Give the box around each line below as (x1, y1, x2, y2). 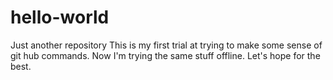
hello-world (10, 6, 110, 29)
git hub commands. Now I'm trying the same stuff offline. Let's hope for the (10, 49, 321, 61)
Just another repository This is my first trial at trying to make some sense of (10, 39, 323, 51)
